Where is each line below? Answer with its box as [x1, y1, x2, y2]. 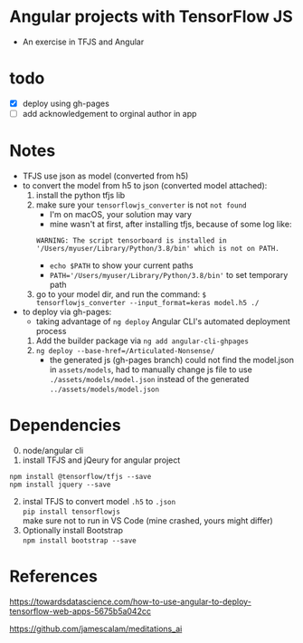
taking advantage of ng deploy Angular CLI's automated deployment [35, 315, 291, 327]
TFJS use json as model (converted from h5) [22, 170, 189, 181]
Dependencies [9, 415, 121, 436]
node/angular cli [22, 445, 84, 456]
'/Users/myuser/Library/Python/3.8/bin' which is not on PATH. [35, 244, 280, 253]
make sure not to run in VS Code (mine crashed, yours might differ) [22, 514, 273, 526]
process [35, 325, 67, 336]
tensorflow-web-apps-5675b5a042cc [9, 605, 152, 617]
